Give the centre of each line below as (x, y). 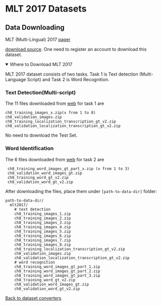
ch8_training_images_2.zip (43, 218)
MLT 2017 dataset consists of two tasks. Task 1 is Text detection (72, 74)
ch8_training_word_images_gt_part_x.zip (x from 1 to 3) (68, 169)
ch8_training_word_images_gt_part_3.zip (57, 275)
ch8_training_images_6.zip (43, 236)
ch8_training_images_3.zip (43, 222)
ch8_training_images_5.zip (43, 231)
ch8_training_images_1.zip (43, 214)
